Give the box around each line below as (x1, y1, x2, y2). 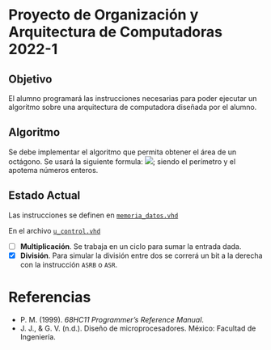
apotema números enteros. (8, 165, 99, 175)
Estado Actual (8, 188, 81, 203)
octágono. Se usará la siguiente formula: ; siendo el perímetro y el (8, 156, 236, 167)
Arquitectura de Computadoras (8, 23, 222, 41)
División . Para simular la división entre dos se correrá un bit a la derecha (19, 251, 263, 260)
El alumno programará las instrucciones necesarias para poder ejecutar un (8, 94, 257, 103)
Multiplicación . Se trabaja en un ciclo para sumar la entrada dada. (19, 241, 242, 251)
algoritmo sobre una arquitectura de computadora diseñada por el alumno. (8, 103, 257, 112)
